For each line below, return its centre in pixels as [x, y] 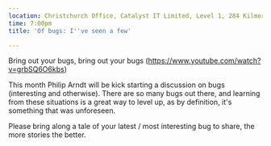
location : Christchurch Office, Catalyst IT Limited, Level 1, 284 [124, 16]
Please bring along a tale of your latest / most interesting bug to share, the [132, 127]
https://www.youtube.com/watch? [204, 60]
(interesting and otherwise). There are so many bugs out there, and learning [134, 94]
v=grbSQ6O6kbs [36, 69]
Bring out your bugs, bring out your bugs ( [78, 60]
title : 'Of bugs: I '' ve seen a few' [70, 31]
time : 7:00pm [30, 23]
